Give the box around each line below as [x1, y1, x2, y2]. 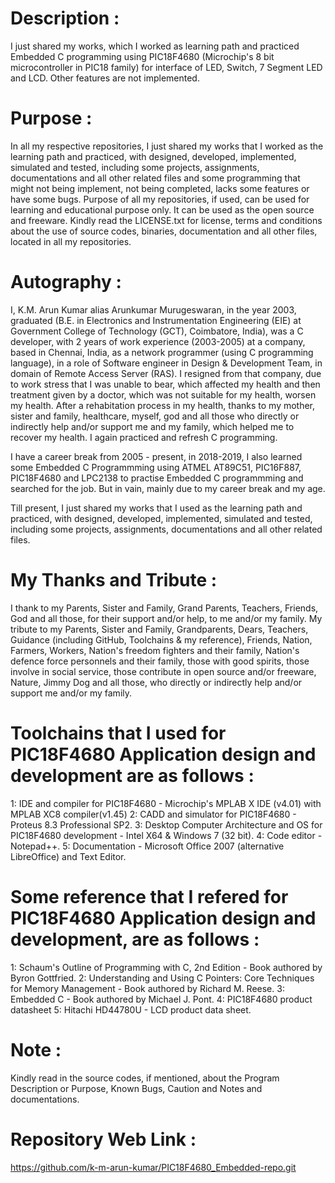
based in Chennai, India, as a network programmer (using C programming [10, 346, 314, 358]
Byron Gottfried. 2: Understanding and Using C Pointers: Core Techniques [10, 972, 315, 984]
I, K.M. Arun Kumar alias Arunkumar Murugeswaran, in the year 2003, [10, 303, 297, 316]
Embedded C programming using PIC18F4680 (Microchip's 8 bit [10, 50, 275, 62]
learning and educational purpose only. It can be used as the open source [10, 203, 315, 216]
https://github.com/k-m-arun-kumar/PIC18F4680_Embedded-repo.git [10, 1161, 297, 1173]
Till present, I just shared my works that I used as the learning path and [10, 502, 303, 514]
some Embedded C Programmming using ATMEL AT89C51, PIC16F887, [10, 461, 302, 473]
